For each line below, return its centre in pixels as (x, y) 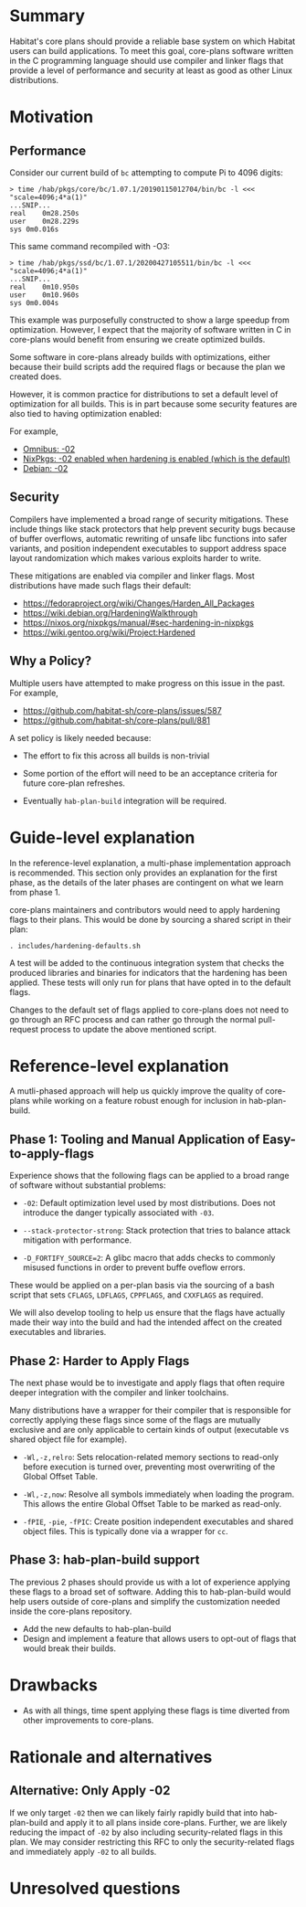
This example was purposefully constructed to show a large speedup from (149, 320)
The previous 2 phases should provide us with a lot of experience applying (150, 1582)
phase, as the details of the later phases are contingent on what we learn (147, 882)
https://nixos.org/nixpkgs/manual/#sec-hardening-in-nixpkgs (138, 622)
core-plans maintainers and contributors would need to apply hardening (145, 909)
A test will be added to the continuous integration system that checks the (147, 963)
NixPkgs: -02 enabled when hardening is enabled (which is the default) (156, 459)
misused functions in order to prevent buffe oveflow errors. (134, 1267)
